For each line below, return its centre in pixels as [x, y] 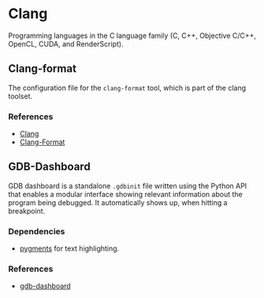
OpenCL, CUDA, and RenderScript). [66, 43]
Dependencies [37, 231]
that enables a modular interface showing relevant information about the [125, 194]
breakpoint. [27, 210]
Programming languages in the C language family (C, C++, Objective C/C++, [132, 35]
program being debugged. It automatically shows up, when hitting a [118, 203]
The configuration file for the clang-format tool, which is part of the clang [127, 88]
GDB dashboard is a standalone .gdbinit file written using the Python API [128, 185]
